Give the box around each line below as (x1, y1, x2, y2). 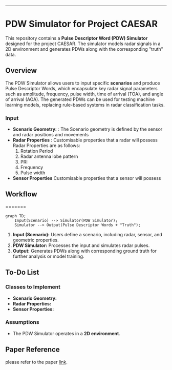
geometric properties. (12, 237, 59, 243)
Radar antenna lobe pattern (20, 153, 78, 159)
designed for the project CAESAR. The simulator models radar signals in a (5, 40, 161, 47)
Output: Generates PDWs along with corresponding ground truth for (12, 248, 157, 254)
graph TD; (5, 213, 27, 218)
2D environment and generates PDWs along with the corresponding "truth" (5, 46, 164, 52)
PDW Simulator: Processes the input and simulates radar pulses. (12, 242, 150, 249)
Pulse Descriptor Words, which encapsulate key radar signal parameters (5, 85, 158, 91)
